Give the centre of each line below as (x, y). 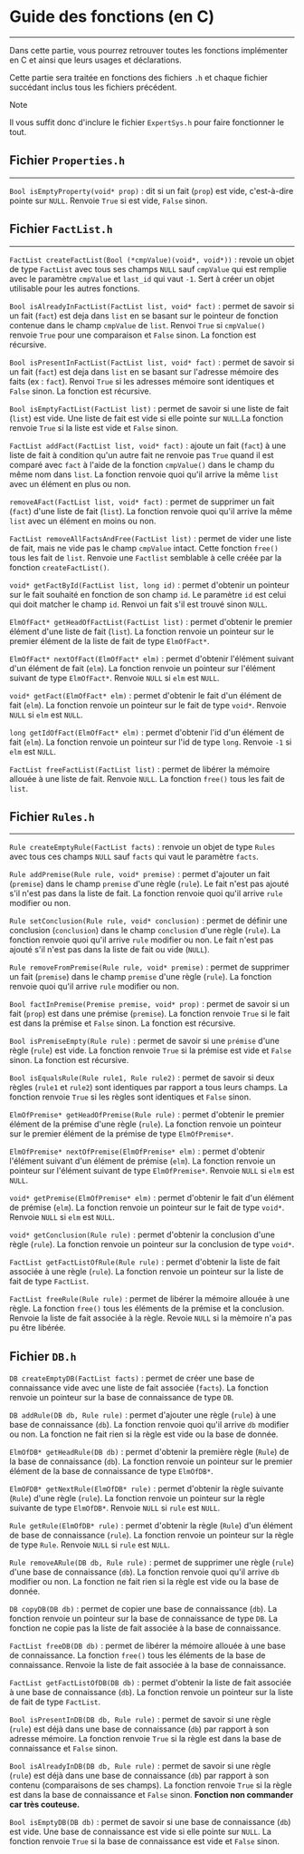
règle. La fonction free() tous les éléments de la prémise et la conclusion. (147, 1309)
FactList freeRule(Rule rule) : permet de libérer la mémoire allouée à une (150, 1299)
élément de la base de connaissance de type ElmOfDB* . (112, 1471)
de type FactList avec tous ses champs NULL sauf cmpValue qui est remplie (148, 268)
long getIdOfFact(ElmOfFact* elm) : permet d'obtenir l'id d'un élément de (147, 732)
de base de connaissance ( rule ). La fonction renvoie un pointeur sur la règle (152, 1536)
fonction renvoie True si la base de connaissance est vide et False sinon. (145, 1841)
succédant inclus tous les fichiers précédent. (93, 87)
